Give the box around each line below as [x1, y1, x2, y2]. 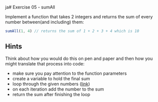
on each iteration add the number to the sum [12, 86, 104, 92]
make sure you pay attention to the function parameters [12, 70, 127, 76]
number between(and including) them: [5, 19, 84, 25]
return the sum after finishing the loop [12, 91, 91, 97]
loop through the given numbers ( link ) [12, 81, 90, 87]
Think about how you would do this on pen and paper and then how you [5, 55, 153, 61]
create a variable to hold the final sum [12, 75, 90, 81]
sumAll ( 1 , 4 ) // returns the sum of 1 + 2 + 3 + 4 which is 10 [5, 29, 140, 34]
